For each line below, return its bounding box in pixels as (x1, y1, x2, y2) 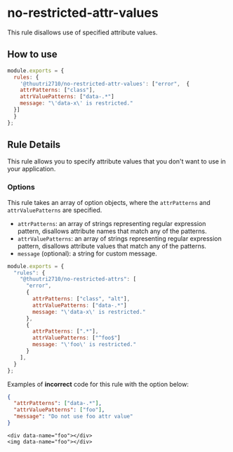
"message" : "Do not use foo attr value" (13, 413, 133, 420)
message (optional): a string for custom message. (17, 249, 158, 258)
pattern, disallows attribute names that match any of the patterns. (17, 227, 207, 235)
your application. (7, 165, 56, 173)
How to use (7, 48, 58, 60)
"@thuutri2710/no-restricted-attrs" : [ (20, 276, 137, 283)
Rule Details (7, 139, 61, 151)
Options (7, 182, 35, 192)
